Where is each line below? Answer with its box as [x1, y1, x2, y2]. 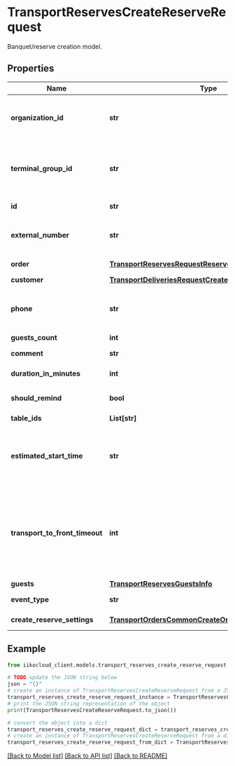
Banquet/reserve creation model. [7, 42, 103, 50]
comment [10, 348, 43, 358]
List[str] [109, 413, 137, 423]
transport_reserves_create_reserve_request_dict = [7, 726, 158, 733]
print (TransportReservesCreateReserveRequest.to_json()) [7, 706, 177, 713]
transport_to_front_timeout [10, 528, 103, 538]
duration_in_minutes [10, 369, 80, 378]
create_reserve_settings [10, 615, 94, 624]
